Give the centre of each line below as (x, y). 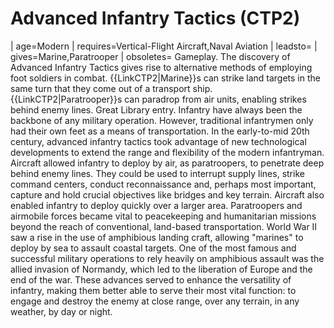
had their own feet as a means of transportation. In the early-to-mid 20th (160, 131)
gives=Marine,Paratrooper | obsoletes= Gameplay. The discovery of (150, 56)
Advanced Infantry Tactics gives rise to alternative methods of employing (161, 67)
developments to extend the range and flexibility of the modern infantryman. (167, 152)
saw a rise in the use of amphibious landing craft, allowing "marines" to (157, 237)
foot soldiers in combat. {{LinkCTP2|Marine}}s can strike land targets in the (165, 78)
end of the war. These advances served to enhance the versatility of (151, 279)
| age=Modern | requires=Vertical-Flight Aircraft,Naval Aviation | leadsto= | (164, 46)
